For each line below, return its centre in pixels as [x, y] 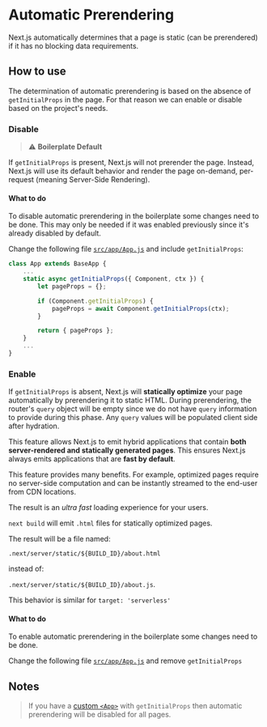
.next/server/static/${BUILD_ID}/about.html [85, 554]
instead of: [26, 569]
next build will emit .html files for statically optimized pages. [110, 523]
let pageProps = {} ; [72, 286]
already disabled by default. [55, 233]
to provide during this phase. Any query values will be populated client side [133, 418]
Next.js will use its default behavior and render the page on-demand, [123, 171]
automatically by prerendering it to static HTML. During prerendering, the [130, 400]
